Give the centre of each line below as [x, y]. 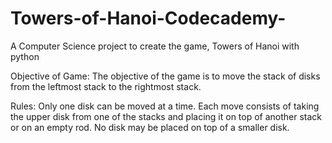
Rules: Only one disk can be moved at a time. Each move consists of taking [165, 106]
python [25, 56]
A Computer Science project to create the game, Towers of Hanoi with [155, 46]
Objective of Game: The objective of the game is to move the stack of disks [165, 76]
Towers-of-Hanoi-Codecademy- [148, 18]
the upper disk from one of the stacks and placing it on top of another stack [166, 116]
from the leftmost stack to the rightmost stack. [106, 86]
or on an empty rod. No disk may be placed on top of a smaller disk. [150, 127]
